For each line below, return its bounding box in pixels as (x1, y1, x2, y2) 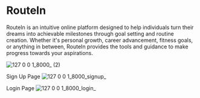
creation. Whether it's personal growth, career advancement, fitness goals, (6, 36, 193, 44)
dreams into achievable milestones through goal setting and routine (6, 30, 174, 37)
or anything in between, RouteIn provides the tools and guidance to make (6, 43, 189, 50)
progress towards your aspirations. (6, 49, 94, 56)
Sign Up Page (6, 73, 40, 80)
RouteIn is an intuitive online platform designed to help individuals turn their (6, 24, 194, 31)
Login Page (6, 84, 35, 91)
